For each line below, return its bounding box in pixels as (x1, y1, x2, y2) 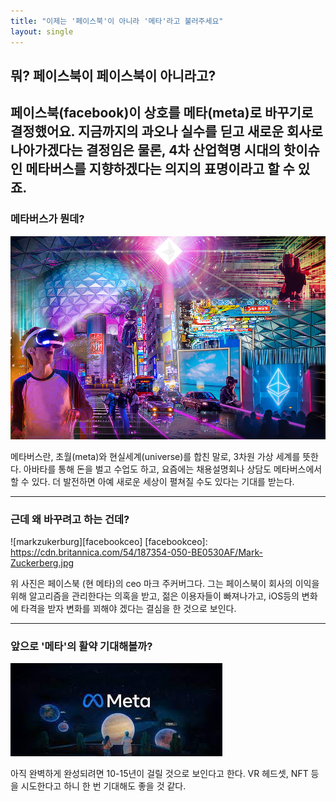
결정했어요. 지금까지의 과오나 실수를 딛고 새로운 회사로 (10, 123, 323, 140)
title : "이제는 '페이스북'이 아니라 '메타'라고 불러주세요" (10, 16, 224, 26)
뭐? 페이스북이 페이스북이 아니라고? (10, 67, 217, 84)
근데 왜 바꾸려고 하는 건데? (10, 512, 130, 526)
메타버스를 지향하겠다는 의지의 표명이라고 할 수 (25, 161, 295, 178)
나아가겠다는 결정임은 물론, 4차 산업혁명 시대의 (10, 142, 281, 159)
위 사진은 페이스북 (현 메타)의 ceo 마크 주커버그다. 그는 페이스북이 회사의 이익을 (10, 577, 320, 589)
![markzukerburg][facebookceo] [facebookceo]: (10, 535, 208, 547)
